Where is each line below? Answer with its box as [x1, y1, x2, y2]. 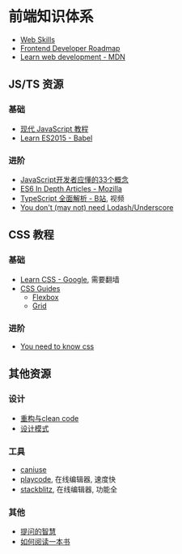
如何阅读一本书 [19, 537, 70, 547]
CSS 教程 [8, 228, 55, 242]
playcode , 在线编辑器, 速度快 [19, 474, 116, 483]
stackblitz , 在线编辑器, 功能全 [19, 484, 117, 494]
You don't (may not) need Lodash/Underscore [19, 202, 174, 212]
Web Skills [19, 34, 55, 45]
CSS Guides [19, 283, 61, 293]
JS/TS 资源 [8, 78, 64, 92]
